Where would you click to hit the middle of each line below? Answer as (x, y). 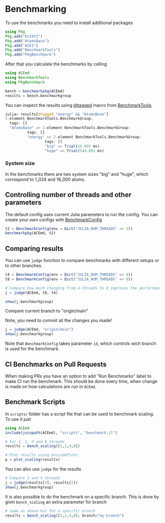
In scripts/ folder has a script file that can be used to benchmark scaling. (80, 414)
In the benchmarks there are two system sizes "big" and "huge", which (77, 174)
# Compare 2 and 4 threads (33, 478)
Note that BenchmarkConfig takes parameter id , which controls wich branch (81, 344)
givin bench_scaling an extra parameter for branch (56, 502)
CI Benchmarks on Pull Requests (56, 364)
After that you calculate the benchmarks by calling (56, 64)
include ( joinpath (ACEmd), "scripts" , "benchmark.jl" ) (61, 433)
